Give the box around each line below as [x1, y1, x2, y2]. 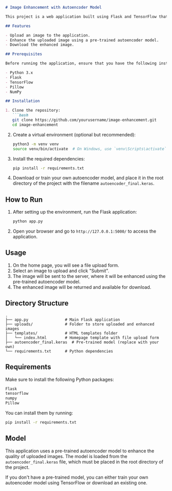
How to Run [5, 195, 43, 204]
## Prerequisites [5, 51, 42, 57]
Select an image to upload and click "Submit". [12, 268, 110, 274]
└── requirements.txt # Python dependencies [5, 348, 114, 354]
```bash [12, 113, 29, 118]
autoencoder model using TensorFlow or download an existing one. [5, 479, 147, 486]
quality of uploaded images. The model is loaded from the [5, 453, 127, 459]
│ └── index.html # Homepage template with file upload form [5, 335, 159, 340]
